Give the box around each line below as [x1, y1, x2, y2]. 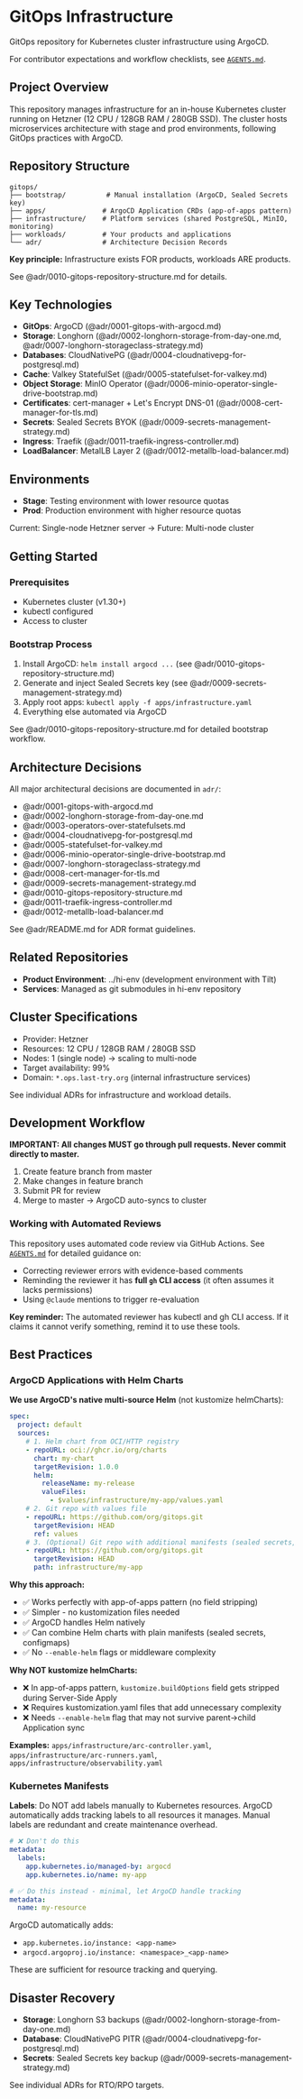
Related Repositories [9, 949, 129, 966]
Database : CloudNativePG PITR [22, 2033, 141, 2044]
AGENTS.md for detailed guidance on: [9, 1247, 142, 1259]
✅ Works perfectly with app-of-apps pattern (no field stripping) [22, 1597, 259, 1608]
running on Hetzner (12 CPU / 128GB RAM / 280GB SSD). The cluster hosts [9, 113, 288, 124]
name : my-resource [17, 1903, 87, 1912]
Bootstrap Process [9, 637, 93, 650]
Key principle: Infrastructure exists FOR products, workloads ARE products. [9, 253, 291, 264]
